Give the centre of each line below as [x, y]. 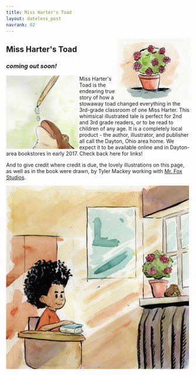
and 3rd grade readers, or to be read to [126, 123]
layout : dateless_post [34, 18]
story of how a [97, 97]
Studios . [16, 178]
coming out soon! [32, 66]
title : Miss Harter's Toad [39, 12]
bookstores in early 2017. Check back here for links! [80, 154]
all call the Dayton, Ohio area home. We [127, 141]
